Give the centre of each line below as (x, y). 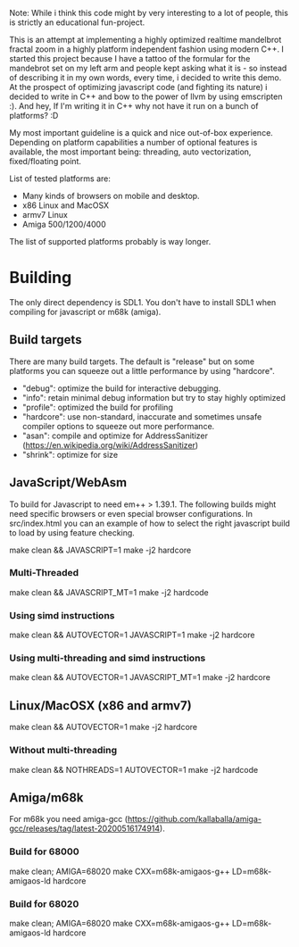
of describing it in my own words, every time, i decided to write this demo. (145, 78)
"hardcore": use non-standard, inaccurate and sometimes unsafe (142, 416)
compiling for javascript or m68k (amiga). (85, 312)
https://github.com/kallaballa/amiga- (194, 819)
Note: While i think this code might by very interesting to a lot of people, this (149, 13)
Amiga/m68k (46, 797)
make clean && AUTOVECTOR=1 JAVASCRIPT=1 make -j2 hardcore (132, 635)
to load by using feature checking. (72, 532)
